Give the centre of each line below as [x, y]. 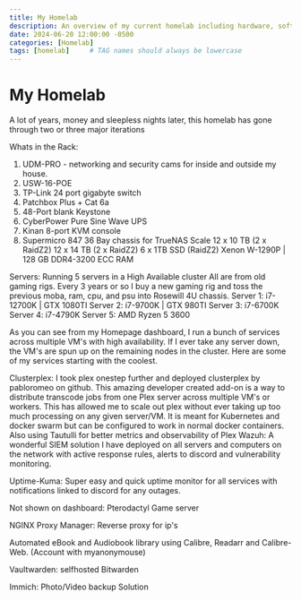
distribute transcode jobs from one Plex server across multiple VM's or [140, 397]
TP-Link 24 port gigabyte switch [82, 193]
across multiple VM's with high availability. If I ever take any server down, [145, 342]
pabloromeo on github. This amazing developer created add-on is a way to [147, 388]
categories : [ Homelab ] [52, 43]
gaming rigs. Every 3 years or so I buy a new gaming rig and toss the [136, 287]
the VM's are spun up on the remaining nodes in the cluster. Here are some [148, 351]
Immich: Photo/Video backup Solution [79, 587]
